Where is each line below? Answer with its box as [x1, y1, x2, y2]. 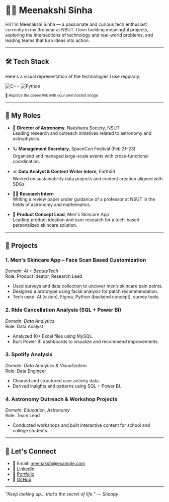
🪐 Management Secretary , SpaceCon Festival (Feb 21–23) [12, 145, 136, 152]
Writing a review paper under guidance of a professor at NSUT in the [12, 196, 155, 202]
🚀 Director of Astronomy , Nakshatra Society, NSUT [12, 125, 120, 131]
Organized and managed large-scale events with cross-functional [12, 153, 149, 159]
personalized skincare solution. [12, 222, 77, 228]
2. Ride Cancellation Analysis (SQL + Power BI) [5, 307, 122, 314]
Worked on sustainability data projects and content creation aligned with [12, 175, 163, 181]
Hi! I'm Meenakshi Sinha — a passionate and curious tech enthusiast [5, 21, 147, 27]
